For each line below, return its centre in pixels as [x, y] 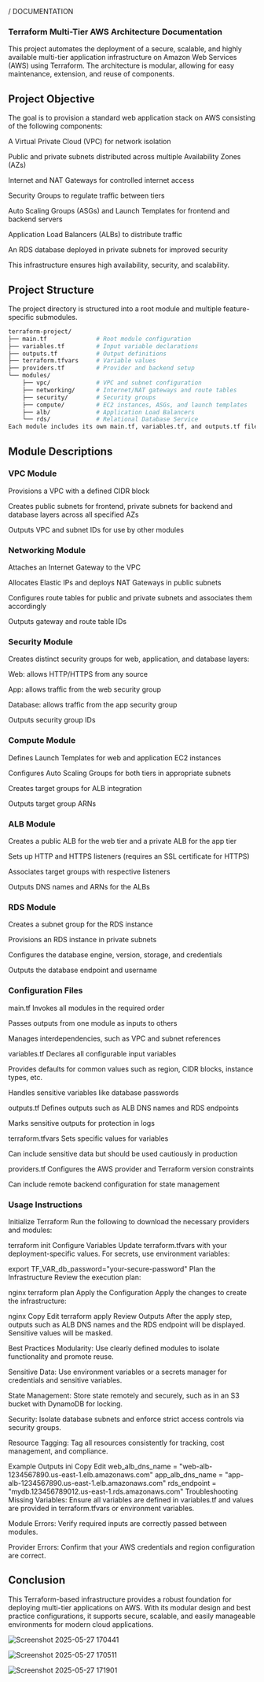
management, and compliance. [58, 1451]
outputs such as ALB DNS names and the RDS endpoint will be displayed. [127, 1324]
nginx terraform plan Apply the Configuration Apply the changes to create [128, 1292]
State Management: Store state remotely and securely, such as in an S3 [124, 1395]
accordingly [27, 607]
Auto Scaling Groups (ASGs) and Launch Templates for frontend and [119, 211]
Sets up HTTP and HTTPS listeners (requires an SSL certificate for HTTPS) [129, 856]
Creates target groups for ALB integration [75, 788]
